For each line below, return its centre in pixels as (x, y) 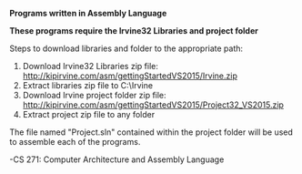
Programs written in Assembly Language (88, 13)
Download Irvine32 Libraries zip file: (91, 66)
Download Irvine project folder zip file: (94, 95)
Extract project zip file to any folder (89, 114)
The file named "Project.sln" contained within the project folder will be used (151, 132)
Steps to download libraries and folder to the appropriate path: (126, 48)
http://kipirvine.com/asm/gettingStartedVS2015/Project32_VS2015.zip (153, 105)
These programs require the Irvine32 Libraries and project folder (134, 31)
